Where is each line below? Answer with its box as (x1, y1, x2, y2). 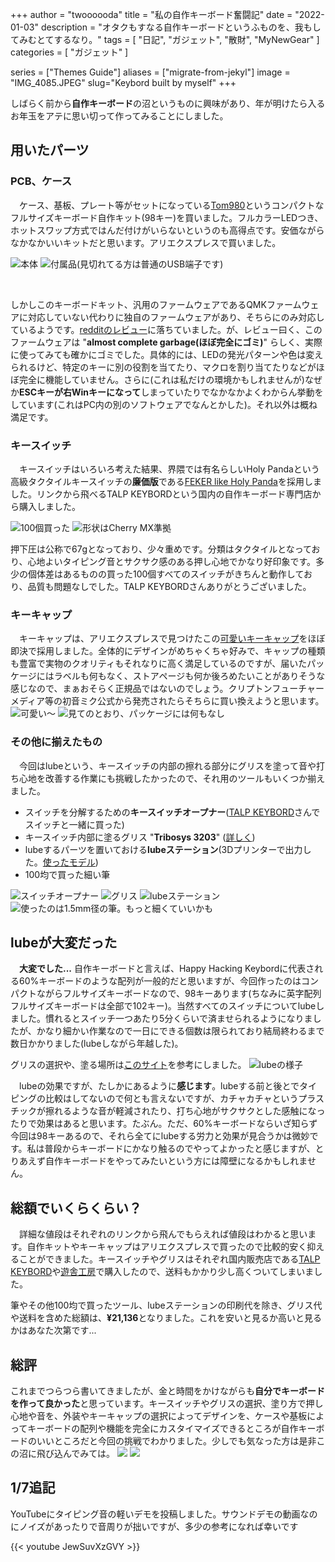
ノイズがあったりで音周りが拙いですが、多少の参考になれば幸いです (18, 1520, 299, 1532)
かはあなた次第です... (10, 1324, 97, 1337)
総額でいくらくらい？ (10, 1199, 142, 1217)
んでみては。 (62, 1448, 116, 1460)
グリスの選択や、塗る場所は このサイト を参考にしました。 (10, 1059, 247, 1071)
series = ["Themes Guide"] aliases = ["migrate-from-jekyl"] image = (10, 66, 291, 78)
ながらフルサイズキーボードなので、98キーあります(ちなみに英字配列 (36, 988, 322, 1000)
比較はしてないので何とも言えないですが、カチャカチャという (44, 1093, 299, 1105)
